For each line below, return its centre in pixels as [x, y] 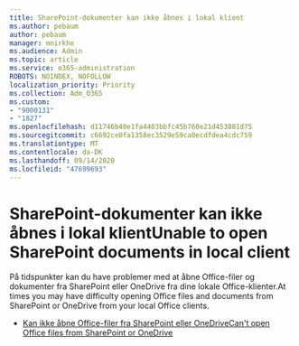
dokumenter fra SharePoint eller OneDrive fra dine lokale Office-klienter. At [148, 286]
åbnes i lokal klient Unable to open [139, 233]
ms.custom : [30, 102]
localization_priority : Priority [72, 85]
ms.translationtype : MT [54, 144]
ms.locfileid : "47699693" [58, 169]
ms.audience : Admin [46, 51]
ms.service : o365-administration [72, 69]
